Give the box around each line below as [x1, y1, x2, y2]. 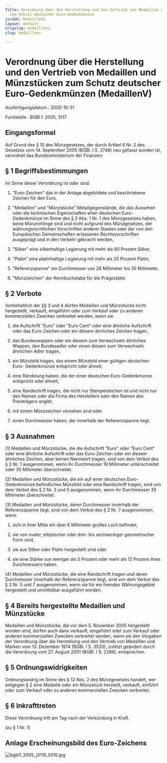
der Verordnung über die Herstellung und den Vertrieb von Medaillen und [5, 638, 155, 644]
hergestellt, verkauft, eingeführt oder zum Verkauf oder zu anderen [5, 308, 143, 314]
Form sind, [12, 537, 35, 543]
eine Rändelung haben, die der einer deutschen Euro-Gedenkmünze [12, 373, 153, 379]
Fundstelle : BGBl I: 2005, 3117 [5, 114, 67, 120]
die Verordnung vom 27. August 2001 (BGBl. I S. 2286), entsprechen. [5, 649, 146, 655]
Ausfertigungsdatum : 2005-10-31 [5, 104, 75, 110]
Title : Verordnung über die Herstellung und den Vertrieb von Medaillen [5, 7, 159, 12]
